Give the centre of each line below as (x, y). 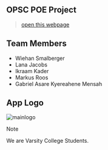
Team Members (36, 44)
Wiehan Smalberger (40, 58)
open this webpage (45, 24)
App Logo (25, 103)
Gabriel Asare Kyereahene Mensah (59, 83)
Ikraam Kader (32, 71)
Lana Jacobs (31, 64)
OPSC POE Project (42, 10)
